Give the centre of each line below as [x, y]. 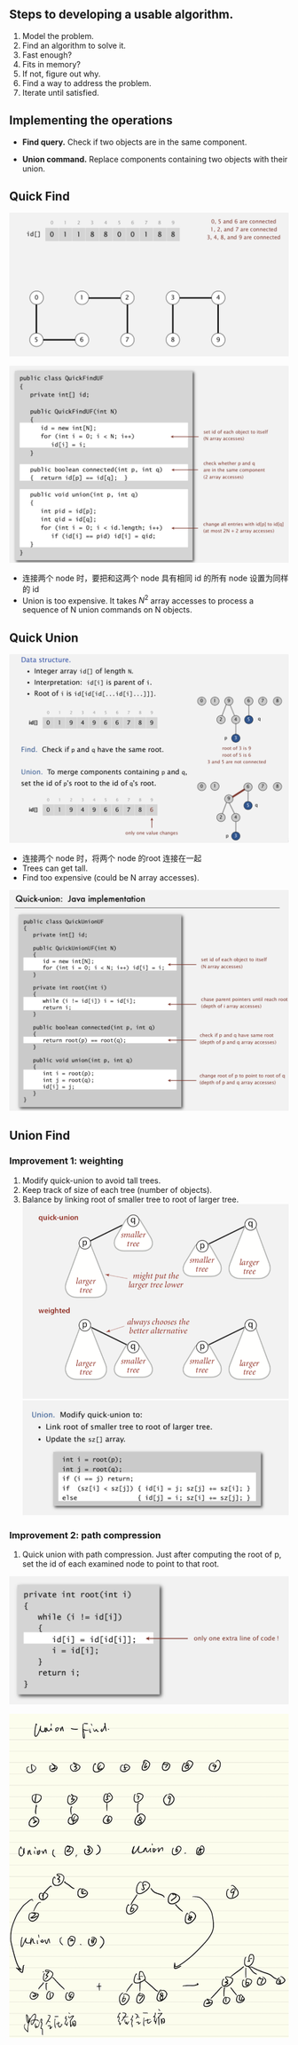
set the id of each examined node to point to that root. [121, 1564]
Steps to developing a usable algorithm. [121, 15]
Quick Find [39, 197]
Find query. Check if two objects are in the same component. [134, 142]
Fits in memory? [51, 64]
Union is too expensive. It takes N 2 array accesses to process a [138, 600]
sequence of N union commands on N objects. [107, 610]
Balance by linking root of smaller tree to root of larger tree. [130, 1199]
